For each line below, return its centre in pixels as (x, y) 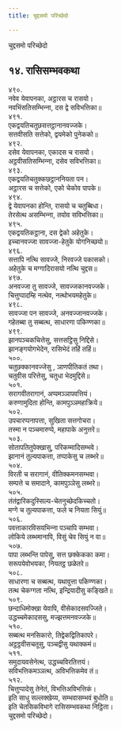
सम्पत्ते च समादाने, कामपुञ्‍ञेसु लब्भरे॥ (54, 483)
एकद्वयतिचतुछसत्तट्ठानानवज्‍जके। (48, 126)
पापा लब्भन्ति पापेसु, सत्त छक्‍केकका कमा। (59, 555)
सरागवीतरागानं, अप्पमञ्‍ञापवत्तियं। (50, 394)
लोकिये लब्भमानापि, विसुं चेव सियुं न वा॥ (57, 537)
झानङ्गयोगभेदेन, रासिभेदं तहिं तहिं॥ (52, 349)
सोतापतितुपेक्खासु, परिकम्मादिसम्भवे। (53, 448)
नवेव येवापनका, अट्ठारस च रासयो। (51, 99)
